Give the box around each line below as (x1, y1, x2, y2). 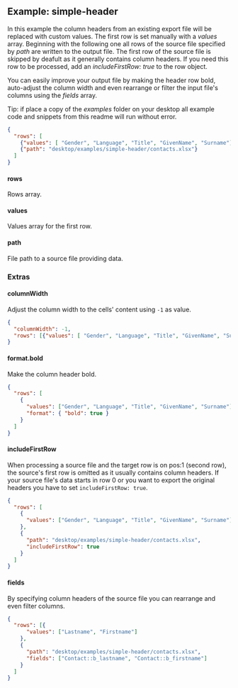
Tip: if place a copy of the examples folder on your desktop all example (7, 104, 215, 113)
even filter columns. (7, 601, 65, 610)
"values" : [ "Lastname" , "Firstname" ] (25, 628, 138, 636)
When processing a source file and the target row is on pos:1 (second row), (7, 460, 227, 469)
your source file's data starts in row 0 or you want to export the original (7, 475, 215, 484)
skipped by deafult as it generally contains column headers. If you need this (7, 55, 229, 63)
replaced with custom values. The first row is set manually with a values (7, 32, 217, 40)
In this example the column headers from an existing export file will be (7, 24, 212, 33)
